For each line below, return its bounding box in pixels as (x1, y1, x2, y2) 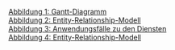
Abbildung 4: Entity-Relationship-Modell (8, 32, 141, 42)
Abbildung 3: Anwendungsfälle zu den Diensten (8, 24, 167, 33)
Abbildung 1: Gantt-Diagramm (8, 7, 107, 16)
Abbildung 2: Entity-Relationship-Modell (8, 15, 141, 25)
